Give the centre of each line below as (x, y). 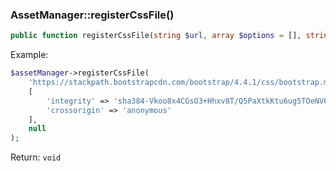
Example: (29, 55)
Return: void (36, 157)
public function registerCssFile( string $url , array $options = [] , (156, 36)
